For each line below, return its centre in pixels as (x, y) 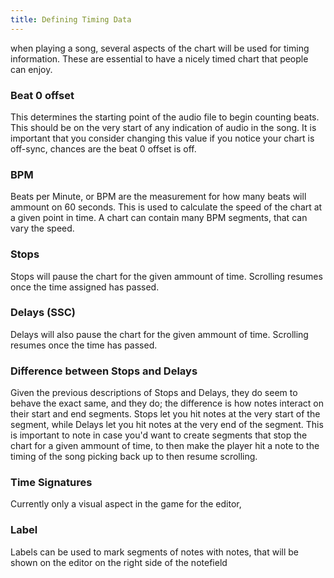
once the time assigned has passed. (85, 287)
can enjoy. (31, 69)
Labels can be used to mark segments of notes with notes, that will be (154, 552)
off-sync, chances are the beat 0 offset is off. (103, 148)
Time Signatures (51, 483)
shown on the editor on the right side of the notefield (119, 562)
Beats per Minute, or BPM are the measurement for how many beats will (158, 197)
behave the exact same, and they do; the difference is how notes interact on (167, 403)
